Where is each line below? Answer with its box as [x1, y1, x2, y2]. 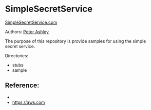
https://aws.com [12, 99, 45, 105]
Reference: [5, 81, 39, 90]
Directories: [5, 52, 28, 59]
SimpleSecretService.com [5, 19, 57, 25]
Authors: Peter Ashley [5, 29, 49, 34]
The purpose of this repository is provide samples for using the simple [5, 38, 146, 44]
